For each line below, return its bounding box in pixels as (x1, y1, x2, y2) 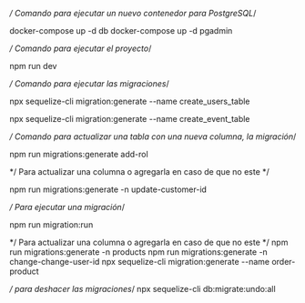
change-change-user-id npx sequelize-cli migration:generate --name (9, 257, 270, 267)
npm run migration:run (9, 219, 94, 230)
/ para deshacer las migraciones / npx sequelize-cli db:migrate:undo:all (9, 284, 276, 294)
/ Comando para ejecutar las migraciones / (9, 78, 170, 89)
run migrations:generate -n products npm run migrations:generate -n (9, 247, 269, 258)
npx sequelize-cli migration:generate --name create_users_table (9, 96, 250, 106)
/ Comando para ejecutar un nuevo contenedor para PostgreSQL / (9, 8, 257, 18)
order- (271, 257, 296, 267)
